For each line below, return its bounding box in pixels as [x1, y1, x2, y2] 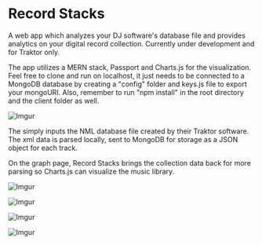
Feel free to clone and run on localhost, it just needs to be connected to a [8, 71, 245, 80]
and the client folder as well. [8, 96, 100, 105]
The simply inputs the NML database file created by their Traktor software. [8, 126, 249, 136]
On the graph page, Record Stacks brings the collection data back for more [8, 158, 251, 167]
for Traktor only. [8, 47, 60, 57]
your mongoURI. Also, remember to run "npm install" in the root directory [8, 87, 245, 97]
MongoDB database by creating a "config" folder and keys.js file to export [8, 79, 247, 89]
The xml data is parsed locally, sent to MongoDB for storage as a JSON [8, 134, 238, 144]
